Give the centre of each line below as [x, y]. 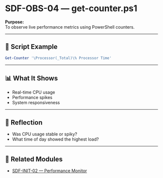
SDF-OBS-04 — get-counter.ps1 [71, 8]
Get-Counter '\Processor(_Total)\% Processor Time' [58, 58]
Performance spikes [32, 97]
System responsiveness [36, 103]
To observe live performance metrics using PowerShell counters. [70, 27]
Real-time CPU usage [33, 92]
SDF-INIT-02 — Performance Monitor [49, 171]
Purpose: [15, 22]
